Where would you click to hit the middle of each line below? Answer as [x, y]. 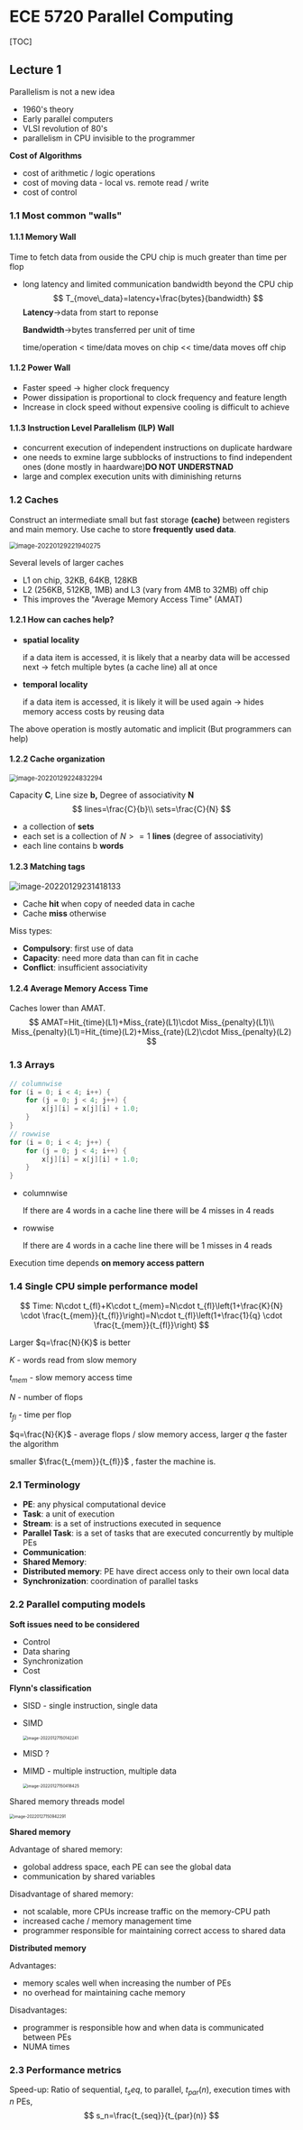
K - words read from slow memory [73, 1360]
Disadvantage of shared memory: [71, 1894]
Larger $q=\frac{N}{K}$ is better [70, 1342]
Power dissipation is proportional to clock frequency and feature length [154, 398]
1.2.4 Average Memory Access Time [79, 988]
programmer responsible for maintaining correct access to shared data [154, 1930]
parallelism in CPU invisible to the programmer [109, 138]
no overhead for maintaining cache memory [104, 1992]
